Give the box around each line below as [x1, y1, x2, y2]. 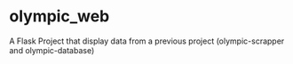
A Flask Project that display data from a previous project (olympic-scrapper [9, 36, 285, 46]
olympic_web [9, 6, 110, 27]
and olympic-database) [9, 44, 95, 55]
